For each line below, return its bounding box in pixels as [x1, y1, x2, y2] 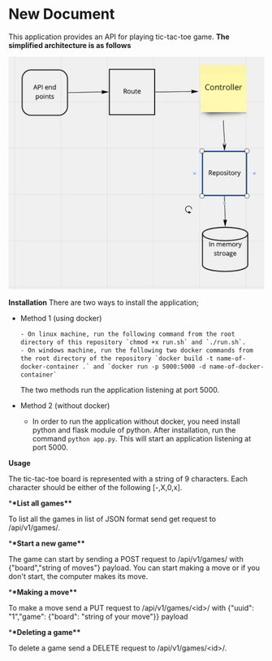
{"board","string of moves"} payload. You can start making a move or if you [8, 563, 260, 573]
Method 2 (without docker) [19, 401, 110, 411]
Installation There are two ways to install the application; [8, 298, 199, 307]
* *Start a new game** [8, 538, 85, 549]
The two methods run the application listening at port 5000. [19, 385, 220, 395]
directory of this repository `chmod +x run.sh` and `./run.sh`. [19, 338, 246, 346]
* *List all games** [8, 498, 73, 508]
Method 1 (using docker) [19, 314, 102, 324]
